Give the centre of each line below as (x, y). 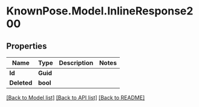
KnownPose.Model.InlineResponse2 (100, 11)
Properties (27, 46)
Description (76, 63)
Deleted (21, 83)
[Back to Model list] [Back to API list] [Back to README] (76, 98)
